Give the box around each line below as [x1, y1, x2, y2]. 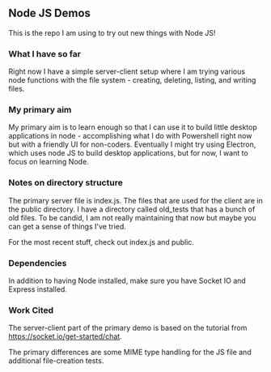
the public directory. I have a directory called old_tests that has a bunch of [8, 204, 256, 214]
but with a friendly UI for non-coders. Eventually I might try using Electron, [8, 139, 256, 149]
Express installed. [8, 284, 67, 294]
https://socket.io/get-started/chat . [8, 331, 123, 341]
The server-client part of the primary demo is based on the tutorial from [8, 323, 248, 333]
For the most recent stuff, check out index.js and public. [8, 237, 194, 246]
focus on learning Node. [8, 157, 89, 167]
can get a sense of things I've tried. [8, 221, 127, 231]
